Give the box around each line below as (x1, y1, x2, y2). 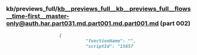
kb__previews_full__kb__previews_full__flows (57, 5, 191, 13)
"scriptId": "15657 (85, 43, 134, 50)
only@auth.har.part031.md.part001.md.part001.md (6, 19, 159, 27)
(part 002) (160, 19, 190, 27)
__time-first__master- (6, 12, 70, 20)
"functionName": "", (85, 38, 136, 44)
